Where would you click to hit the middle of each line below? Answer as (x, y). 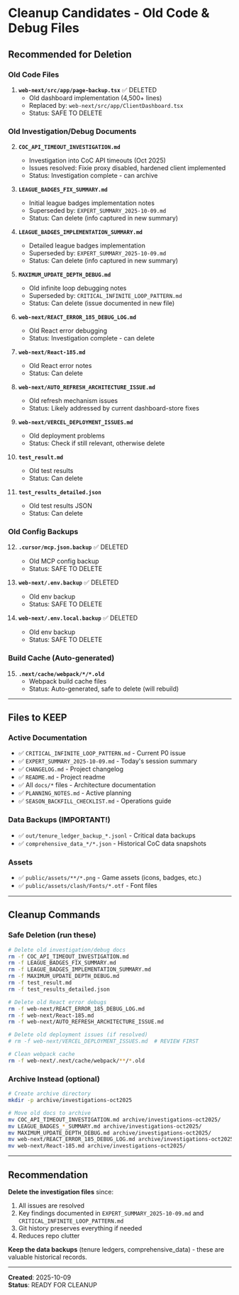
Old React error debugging (68, 330)
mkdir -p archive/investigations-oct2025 (70, 1101)
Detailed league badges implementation (87, 245)
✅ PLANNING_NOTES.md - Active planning (75, 793)
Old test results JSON (61, 506)
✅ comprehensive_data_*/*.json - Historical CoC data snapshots (112, 843)
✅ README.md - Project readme (62, 777)
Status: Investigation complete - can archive (93, 176)
